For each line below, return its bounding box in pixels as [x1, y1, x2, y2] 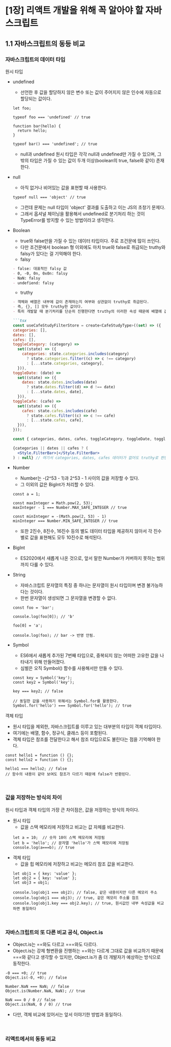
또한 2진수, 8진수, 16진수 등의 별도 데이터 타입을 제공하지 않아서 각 [20, 528, 153, 534]
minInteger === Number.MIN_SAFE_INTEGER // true [12, 518, 118, 523]
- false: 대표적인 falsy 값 [12, 266, 67, 271]
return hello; [17, 128, 47, 133]
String [12, 571, 26, 578]
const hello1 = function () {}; [5, 753, 74, 758]
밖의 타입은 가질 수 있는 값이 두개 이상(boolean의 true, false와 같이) [20, 157, 155, 163]
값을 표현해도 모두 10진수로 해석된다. [30, 534, 103, 540]
